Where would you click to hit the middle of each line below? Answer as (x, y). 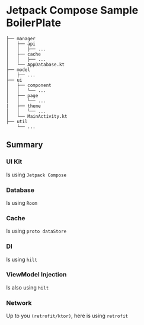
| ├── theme (24, 106)
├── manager (21, 38)
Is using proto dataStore (36, 231)
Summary (25, 145)
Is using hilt (22, 259)
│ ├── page (22, 95)
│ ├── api (21, 44)
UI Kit (14, 162)
